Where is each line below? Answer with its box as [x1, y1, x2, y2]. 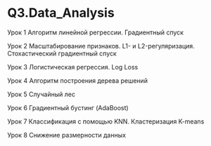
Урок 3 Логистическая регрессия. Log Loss [7, 62, 139, 71]
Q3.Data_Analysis [7, 5, 115, 21]
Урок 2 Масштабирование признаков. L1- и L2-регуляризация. [7, 41, 195, 50]
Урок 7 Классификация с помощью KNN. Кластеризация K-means [7, 117, 205, 126]
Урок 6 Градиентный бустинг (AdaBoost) [7, 103, 129, 112]
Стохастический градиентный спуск [7, 49, 117, 58]
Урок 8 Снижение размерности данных [7, 131, 127, 139]
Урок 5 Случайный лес [7, 90, 76, 98]
